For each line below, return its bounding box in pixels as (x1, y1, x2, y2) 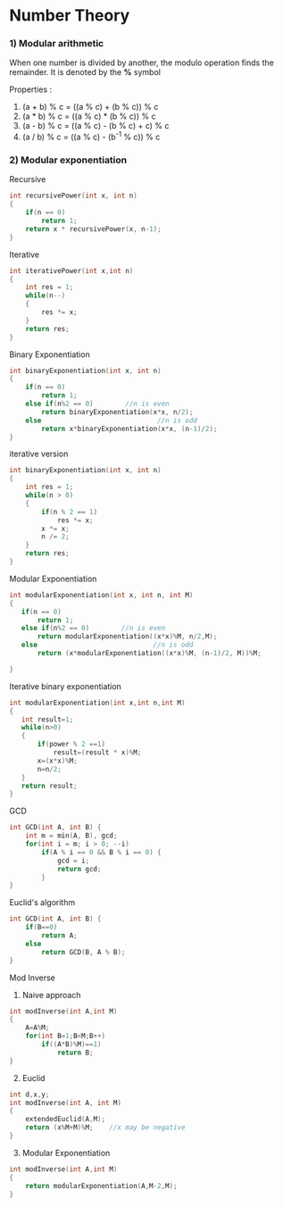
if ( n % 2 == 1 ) (41, 507, 98, 516)
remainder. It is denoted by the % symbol (9, 67, 161, 78)
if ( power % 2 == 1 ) (37, 740, 105, 749)
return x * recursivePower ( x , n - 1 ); (25, 224, 162, 233)
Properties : (9, 84, 53, 95)
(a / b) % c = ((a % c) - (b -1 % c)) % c (21, 130, 161, 143)
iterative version (9, 448, 69, 460)
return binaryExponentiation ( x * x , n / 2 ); (41, 407, 194, 416)
